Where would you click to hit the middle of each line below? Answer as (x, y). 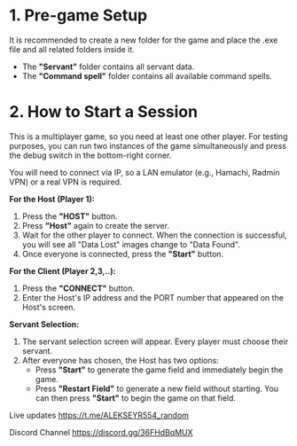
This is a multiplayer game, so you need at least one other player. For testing (148, 136)
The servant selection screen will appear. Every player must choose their (155, 341)
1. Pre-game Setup (78, 16)
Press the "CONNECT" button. (78, 288)
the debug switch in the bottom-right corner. (90, 155)
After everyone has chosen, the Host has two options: (120, 360)
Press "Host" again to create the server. (96, 225)
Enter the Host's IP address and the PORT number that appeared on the (152, 297)
